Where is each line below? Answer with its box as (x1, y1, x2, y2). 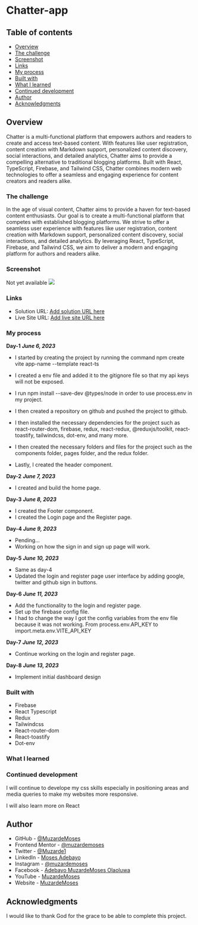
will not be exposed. (14, 378, 64, 385)
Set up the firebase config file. (14, 608, 89, 615)
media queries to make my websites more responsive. (6, 790, 139, 798)
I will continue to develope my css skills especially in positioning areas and (6, 784, 189, 791)
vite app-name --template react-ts (14, 360, 99, 367)
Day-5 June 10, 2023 (6, 555, 59, 562)
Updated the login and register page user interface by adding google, (14, 572, 186, 580)
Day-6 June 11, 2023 (6, 590, 58, 597)
